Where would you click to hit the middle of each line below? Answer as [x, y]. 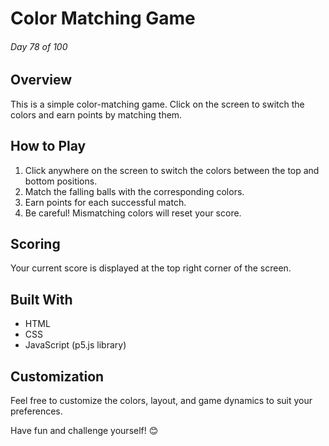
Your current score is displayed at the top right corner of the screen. [151, 268]
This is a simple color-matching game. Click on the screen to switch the [157, 104]
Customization [57, 376]
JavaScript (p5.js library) [75, 345]
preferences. [36, 411]
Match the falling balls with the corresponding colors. [134, 191]
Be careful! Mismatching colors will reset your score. [133, 213]
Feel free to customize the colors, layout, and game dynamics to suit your [161, 401]
